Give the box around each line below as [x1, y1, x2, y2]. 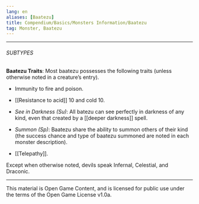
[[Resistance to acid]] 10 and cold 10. [14, 97, 105, 104]
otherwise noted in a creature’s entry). [6, 74, 99, 81]
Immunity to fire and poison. [14, 85, 84, 93]
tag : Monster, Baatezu [6, 25, 62, 31]
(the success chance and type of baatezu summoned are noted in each [14, 132, 190, 139]
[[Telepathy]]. [14, 150, 49, 157]
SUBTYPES [6, 49, 34, 56]
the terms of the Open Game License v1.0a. [6, 191, 112, 199]
